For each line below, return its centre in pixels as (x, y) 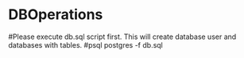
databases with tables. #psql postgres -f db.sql (85, 44)
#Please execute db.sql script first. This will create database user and (122, 37)
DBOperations (56, 15)
